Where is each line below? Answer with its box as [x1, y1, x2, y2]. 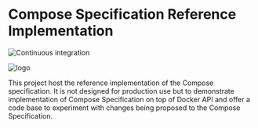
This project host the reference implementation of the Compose [8, 78, 214, 87]
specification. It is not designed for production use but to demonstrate [8, 86, 235, 95]
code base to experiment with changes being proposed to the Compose [8, 103, 241, 112]
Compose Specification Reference [8, 5, 237, 23]
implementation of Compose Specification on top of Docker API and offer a [8, 94, 251, 104]
